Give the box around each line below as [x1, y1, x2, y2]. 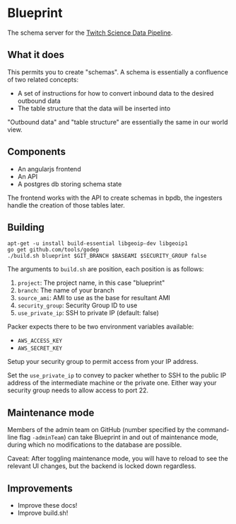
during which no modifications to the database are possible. [7, 440, 182, 449]
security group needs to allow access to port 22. [7, 386, 149, 394]
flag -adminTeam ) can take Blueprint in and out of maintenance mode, [19, 433, 219, 442]
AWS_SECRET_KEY [17, 345, 63, 352]
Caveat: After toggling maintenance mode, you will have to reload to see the [7, 455, 228, 463]
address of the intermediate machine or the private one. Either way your [7, 379, 217, 387]
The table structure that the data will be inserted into [17, 104, 171, 113]
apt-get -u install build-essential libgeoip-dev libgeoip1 [7, 240, 189, 247]
